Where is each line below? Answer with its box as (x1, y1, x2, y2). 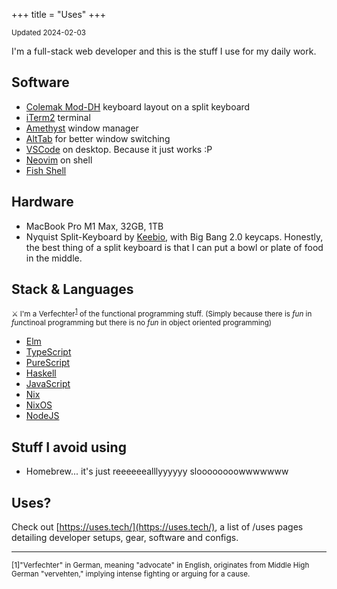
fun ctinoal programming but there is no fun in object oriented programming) (11, 318, 273, 328)
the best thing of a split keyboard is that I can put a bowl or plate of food (25, 241, 324, 253)
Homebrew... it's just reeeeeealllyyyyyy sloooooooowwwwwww (25, 465, 289, 478)
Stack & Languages (11, 281, 134, 298)
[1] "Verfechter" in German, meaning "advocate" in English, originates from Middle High (11, 560, 310, 570)
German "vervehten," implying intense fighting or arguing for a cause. (11, 569, 251, 579)
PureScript (25, 357, 71, 369)
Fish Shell (25, 164, 67, 176)
